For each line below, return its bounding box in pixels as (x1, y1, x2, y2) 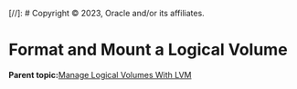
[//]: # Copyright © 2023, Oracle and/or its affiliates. (8, 8, 205, 18)
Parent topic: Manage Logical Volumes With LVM (8, 69, 192, 80)
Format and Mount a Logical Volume (8, 40, 289, 60)
